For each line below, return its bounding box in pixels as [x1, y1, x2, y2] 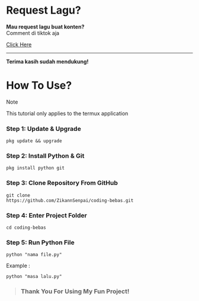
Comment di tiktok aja [6, 29, 60, 36]
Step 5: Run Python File [6, 238, 75, 246]
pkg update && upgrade [6, 138, 62, 144]
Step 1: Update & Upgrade [6, 124, 81, 133]
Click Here [6, 41, 32, 48]
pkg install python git [6, 165, 65, 171]
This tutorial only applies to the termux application [6, 110, 129, 117]
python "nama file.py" [6, 252, 62, 258]
